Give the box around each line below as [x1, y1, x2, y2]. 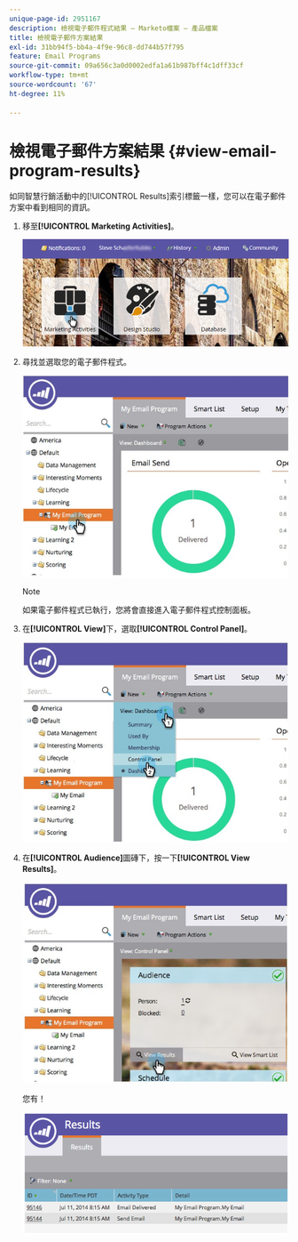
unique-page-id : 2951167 [9, 14, 101, 23]
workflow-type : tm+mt [9, 71, 90, 80]
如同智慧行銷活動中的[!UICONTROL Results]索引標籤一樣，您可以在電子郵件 [9, 191, 286, 202]
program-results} [9, 160, 141, 181]
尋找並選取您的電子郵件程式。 [21, 356, 131, 367]
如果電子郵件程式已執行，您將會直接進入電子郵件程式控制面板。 [21, 605, 255, 616]
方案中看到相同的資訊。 [9, 202, 95, 213]
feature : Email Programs [9, 52, 101, 61]
